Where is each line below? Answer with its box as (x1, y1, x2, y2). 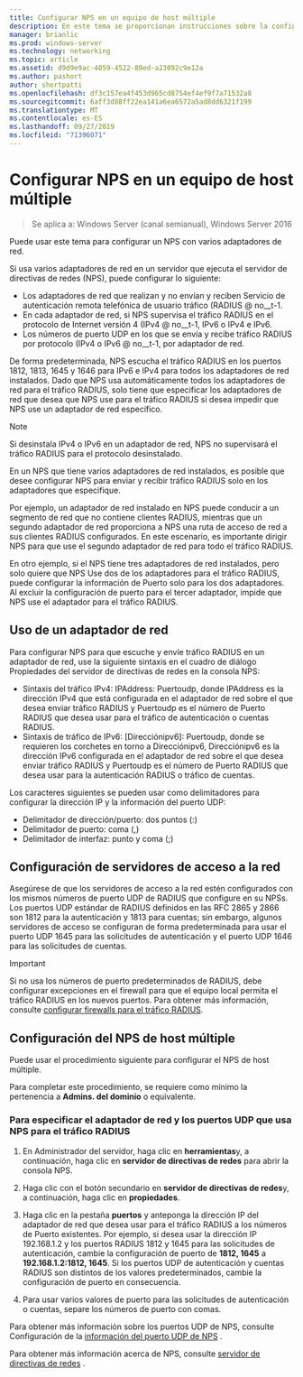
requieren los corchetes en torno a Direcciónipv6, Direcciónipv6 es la (22, 741, 280, 752)
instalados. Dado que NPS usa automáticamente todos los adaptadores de (9, 374, 286, 385)
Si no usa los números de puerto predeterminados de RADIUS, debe (9, 975, 262, 986)
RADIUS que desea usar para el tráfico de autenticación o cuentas (22, 712, 269, 723)
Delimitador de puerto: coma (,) (22, 823, 140, 835)
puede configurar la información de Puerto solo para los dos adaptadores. (9, 577, 285, 587)
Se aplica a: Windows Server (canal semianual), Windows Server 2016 (31, 218, 293, 229)
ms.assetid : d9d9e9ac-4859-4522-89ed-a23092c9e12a (9, 64, 204, 73)
